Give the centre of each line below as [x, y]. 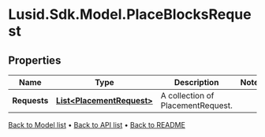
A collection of [187, 96]
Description [196, 82]
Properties [35, 60]
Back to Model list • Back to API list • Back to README [97, 125]
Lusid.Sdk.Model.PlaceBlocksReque [130, 15]
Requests [30, 100]
